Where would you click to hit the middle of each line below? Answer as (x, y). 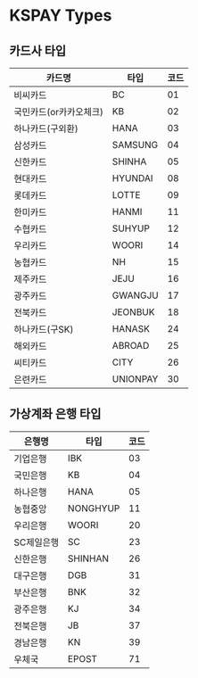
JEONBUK (133, 312)
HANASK (131, 329)
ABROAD (131, 346)
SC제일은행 (37, 542)
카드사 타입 (38, 50)
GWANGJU (135, 295)
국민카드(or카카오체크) (59, 112)
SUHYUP (131, 228)
